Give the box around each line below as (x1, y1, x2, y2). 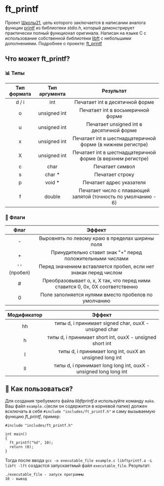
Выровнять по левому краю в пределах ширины (39, 234, 154, 241)
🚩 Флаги (5, 214, 25, 221)
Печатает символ (93, 163, 135, 170)
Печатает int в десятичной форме (74, 99, 155, 105)
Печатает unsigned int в (86, 121, 143, 128)
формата (9, 90, 32, 97)
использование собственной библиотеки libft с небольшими (5, 35, 132, 41)
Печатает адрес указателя (82, 179, 146, 186)
